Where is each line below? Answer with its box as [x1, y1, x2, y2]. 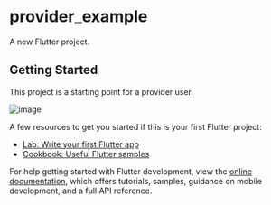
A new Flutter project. [9, 36, 90, 47]
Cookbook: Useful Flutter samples [22, 148, 150, 159]
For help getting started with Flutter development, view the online [9, 165, 253, 177]
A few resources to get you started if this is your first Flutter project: [9, 121, 262, 132]
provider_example [9, 6, 148, 27]
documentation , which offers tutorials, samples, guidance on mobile [9, 175, 262, 186]
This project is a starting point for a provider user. [9, 86, 194, 97]
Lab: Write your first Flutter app [22, 138, 140, 150]
